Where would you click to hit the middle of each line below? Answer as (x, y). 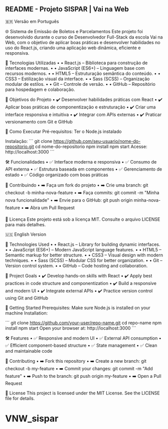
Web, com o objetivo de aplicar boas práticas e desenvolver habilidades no (83, 42)
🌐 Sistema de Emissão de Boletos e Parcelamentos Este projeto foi (74, 31)
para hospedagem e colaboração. (40, 89)
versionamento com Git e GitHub (39, 121)
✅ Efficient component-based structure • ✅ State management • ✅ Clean (81, 345)
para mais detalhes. (26, 224)
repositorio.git (20, 147)
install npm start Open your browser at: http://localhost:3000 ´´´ (71, 328)
